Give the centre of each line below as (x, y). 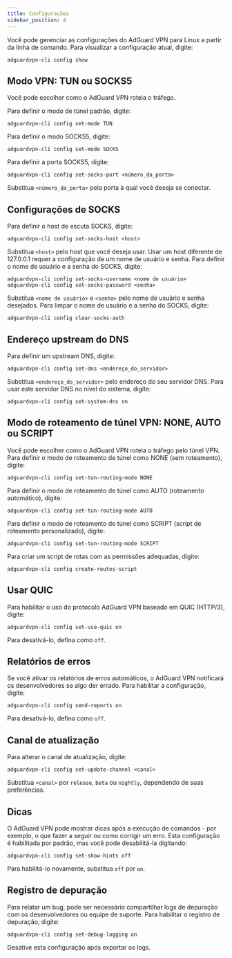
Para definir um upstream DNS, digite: (61, 356)
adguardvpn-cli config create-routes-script (72, 569)
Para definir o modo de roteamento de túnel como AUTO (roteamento (106, 490)
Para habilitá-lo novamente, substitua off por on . (76, 869)
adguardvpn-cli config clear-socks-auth (66, 318)
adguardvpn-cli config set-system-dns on (68, 401)
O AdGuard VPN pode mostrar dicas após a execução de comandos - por (112, 828)
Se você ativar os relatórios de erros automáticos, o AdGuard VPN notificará (116, 678)
